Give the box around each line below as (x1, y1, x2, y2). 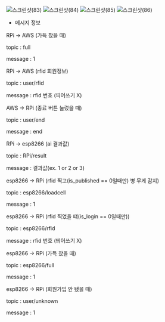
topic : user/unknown (6, 298, 58, 304)
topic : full (6, 44, 31, 51)
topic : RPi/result (6, 152, 47, 159)
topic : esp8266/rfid (6, 225, 55, 232)
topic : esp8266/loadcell (6, 189, 66, 196)
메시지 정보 (14, 19, 41, 26)
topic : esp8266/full (6, 262, 55, 268)
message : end (6, 128, 43, 135)
